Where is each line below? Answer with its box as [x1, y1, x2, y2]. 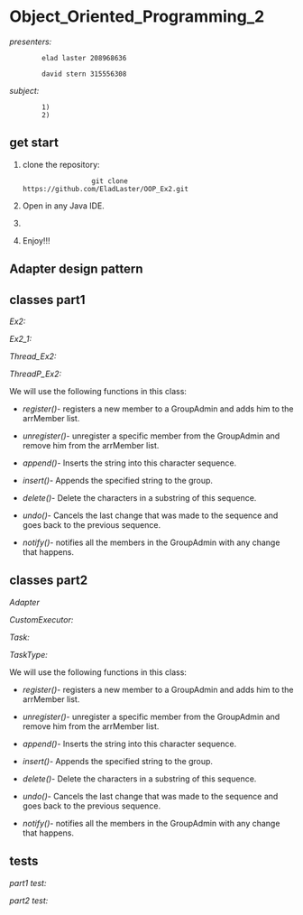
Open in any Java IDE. [22, 200, 106, 211]
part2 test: [9, 895, 49, 906]
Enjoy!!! [22, 235, 50, 245]
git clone [91, 176, 128, 186]
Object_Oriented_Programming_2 [9, 6, 265, 27]
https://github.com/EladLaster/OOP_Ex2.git [22, 184, 189, 193]
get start [9, 135, 59, 151]
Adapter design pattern [9, 262, 143, 277]
